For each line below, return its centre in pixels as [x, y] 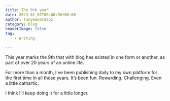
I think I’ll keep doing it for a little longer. [47, 93]
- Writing [25, 39]
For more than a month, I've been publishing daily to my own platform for [81, 72]
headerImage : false [26, 29]
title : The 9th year [27, 10]
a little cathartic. [22, 83]
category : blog [21, 24]
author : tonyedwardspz [29, 19]
